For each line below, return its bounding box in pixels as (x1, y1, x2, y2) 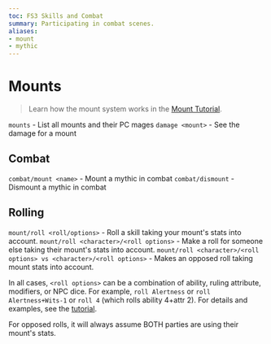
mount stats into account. (8, 262, 94, 272)
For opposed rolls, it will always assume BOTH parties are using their (8, 319, 239, 329)
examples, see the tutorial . (8, 303, 98, 313)
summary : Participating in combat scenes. (8, 20, 155, 28)
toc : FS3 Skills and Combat (8, 11, 104, 20)
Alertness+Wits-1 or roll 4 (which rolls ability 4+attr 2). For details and (8, 294, 248, 305)
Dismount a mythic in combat (8, 182, 107, 192)
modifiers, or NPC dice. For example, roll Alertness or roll (8, 286, 211, 296)
